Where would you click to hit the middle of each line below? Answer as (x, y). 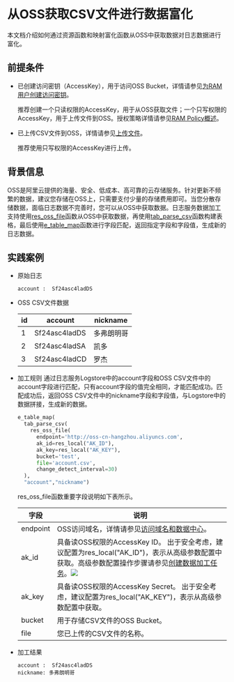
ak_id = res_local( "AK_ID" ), (75, 444)
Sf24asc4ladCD (61, 359)
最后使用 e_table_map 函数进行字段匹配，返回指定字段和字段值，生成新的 (123, 225)
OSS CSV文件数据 (43, 303)
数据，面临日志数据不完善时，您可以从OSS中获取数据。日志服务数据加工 (117, 207)
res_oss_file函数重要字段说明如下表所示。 (77, 497)
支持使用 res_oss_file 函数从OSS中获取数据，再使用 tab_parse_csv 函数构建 (112, 216)
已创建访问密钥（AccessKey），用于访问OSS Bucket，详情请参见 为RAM (120, 86)
